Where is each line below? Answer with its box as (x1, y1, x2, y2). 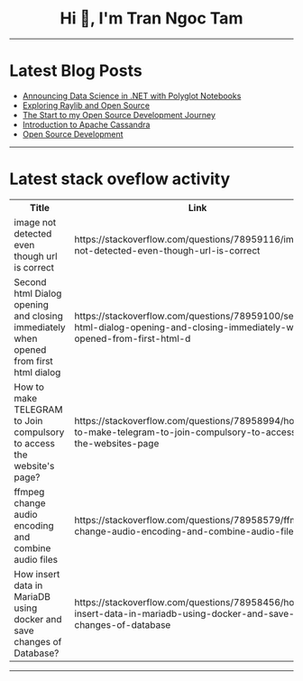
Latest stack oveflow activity (9, 169, 231, 189)
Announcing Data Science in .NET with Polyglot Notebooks (22, 90, 242, 101)
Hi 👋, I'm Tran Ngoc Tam (60, 8, 243, 29)
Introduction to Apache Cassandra (22, 119, 151, 130)
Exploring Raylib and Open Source (22, 99, 151, 111)
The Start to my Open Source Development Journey (22, 109, 216, 120)
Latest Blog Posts (9, 60, 142, 81)
